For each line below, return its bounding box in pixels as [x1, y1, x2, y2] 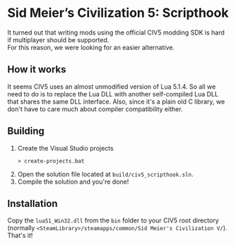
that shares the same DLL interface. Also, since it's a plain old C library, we [7, 97, 225, 106]
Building [7, 125, 45, 137]
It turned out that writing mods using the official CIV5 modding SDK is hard [7, 28, 225, 37]
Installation [7, 197, 58, 209]
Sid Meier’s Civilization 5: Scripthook [7, 5, 229, 21]
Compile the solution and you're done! [17, 177, 129, 186]
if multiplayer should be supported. [7, 35, 110, 44]
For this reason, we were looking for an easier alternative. [7, 43, 175, 51]
